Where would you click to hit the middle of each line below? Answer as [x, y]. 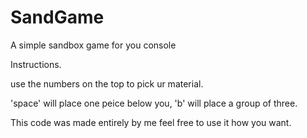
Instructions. [36, 64]
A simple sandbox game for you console [93, 45]
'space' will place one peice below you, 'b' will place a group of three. [154, 103]
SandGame [57, 17]
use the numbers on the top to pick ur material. [107, 83]
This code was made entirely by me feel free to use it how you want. [151, 122]
